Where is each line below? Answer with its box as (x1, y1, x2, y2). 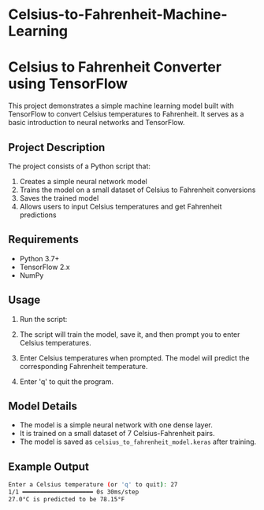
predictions (19, 210, 57, 220)
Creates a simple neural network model (19, 176, 147, 186)
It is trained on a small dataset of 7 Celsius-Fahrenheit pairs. (19, 429, 215, 438)
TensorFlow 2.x (19, 262, 70, 272)
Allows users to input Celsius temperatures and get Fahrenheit (19, 201, 222, 211)
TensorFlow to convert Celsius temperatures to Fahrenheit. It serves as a (8, 109, 244, 119)
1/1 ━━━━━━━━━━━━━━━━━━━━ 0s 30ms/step (8, 488, 139, 497)
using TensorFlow (8, 75, 128, 93)
